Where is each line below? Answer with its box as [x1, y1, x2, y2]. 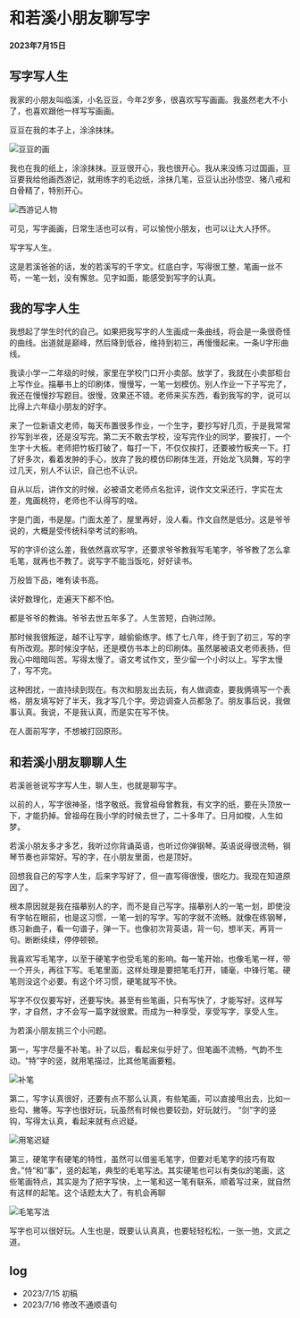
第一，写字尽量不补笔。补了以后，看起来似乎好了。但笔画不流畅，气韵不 [9, 1044, 275, 1055]
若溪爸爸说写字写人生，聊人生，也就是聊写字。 [9, 780, 181, 791]
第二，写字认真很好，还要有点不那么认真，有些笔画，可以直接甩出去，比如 [9, 1093, 283, 1104]
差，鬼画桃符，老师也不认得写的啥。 [9, 495, 143, 506]
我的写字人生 [9, 301, 80, 316]
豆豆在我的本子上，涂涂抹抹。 [9, 124, 119, 135]
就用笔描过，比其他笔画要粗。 [71, 1056, 181, 1066]
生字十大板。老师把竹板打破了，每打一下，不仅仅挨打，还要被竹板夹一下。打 [9, 442, 291, 453]
